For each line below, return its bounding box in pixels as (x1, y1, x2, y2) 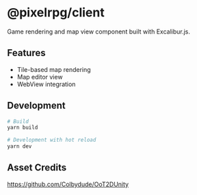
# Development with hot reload (7, 137, 96, 144)
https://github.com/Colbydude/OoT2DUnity (7, 180, 129, 188)
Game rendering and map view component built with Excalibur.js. (7, 27, 190, 36)
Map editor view (16, 73, 63, 81)
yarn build (7, 125, 38, 131)
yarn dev (7, 143, 32, 150)
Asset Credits (7, 162, 67, 174)
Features (7, 47, 46, 59)
